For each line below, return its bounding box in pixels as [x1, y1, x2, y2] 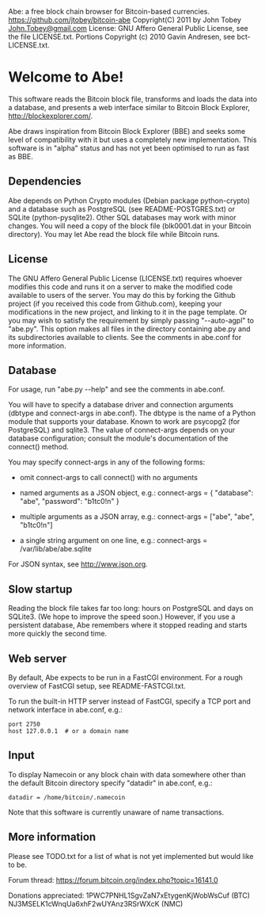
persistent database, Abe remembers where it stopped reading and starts [8, 620, 248, 630]
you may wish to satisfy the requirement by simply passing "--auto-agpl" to [8, 315, 255, 325]
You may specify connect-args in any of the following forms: [8, 457, 206, 467]
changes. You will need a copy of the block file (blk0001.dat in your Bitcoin [8, 221, 252, 231]
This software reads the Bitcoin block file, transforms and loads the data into [8, 94, 258, 104]
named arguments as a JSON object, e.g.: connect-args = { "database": [19, 488, 254, 498]
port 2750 [8, 720, 41, 728]
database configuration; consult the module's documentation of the [8, 433, 229, 443]
